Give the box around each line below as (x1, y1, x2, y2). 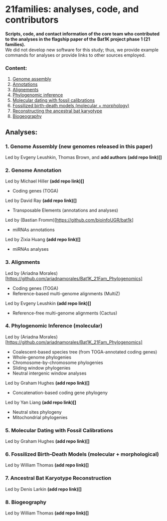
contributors (5, 14, 59, 26)
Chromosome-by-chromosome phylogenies (12, 360, 103, 366)
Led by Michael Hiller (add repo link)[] (5, 178, 84, 184)
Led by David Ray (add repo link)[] (5, 198, 77, 204)
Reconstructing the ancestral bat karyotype (12, 108, 102, 114)
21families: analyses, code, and (5, 4, 139, 15)
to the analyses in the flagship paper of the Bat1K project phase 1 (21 (5, 36, 150, 42)
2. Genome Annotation (5, 166, 62, 173)
